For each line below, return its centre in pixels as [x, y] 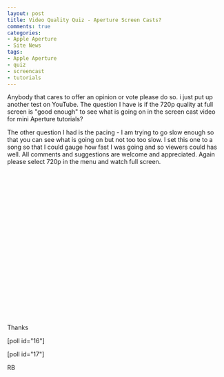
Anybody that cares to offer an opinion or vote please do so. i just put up [110, 97]
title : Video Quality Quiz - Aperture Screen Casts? [84, 20]
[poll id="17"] [26, 354]
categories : [24, 33]
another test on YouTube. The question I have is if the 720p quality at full [110, 105]
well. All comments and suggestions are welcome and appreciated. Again [111, 154]
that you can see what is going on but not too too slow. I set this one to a [110, 140]
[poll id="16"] [26, 341]
